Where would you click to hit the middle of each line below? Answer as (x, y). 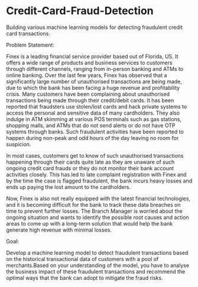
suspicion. (19, 144)
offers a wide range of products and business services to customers (89, 63)
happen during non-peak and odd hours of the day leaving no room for (92, 138)
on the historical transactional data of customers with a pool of (82, 259)
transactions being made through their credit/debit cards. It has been (90, 100)
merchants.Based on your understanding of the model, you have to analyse (98, 265)
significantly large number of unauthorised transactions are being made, (94, 81)
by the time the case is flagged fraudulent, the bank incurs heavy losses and (99, 181)
